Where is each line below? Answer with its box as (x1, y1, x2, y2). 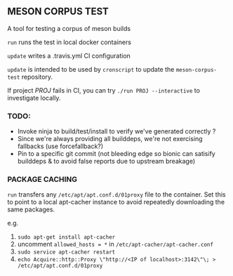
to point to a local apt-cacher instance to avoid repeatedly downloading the (7, 198, 225, 206)
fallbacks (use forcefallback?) (17, 142, 104, 150)
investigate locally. (7, 93, 61, 102)
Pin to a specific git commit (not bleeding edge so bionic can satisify (17, 150, 215, 158)
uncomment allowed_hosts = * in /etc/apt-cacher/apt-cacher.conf (17, 240, 214, 249)
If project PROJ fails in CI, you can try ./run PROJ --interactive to (7, 86, 200, 94)
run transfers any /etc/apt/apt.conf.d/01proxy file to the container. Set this (7, 190, 226, 199)
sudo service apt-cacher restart (17, 249, 116, 256)
